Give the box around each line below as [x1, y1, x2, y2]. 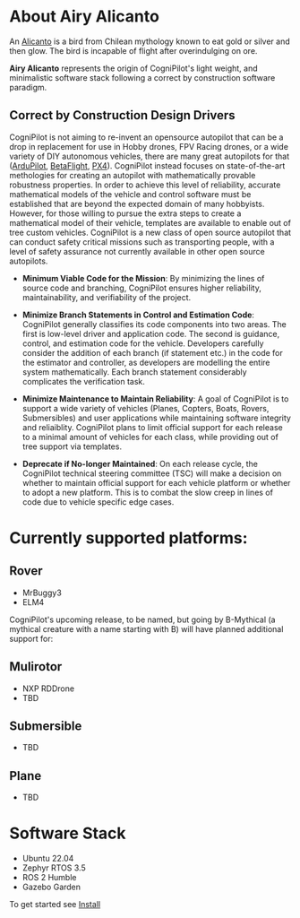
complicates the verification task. [21, 376, 146, 386]
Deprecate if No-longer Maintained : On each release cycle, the [21, 458, 258, 469]
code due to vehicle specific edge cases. [21, 496, 175, 507]
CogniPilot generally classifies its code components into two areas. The [21, 318, 287, 329]
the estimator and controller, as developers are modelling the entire [21, 357, 270, 368]
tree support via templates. [21, 441, 123, 452]
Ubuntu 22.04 [21, 853, 74, 864]
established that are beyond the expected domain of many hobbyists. [9, 198, 265, 209]
